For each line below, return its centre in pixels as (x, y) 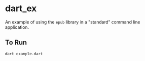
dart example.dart (24, 54)
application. (17, 27)
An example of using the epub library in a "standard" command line (73, 22)
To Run (16, 43)
